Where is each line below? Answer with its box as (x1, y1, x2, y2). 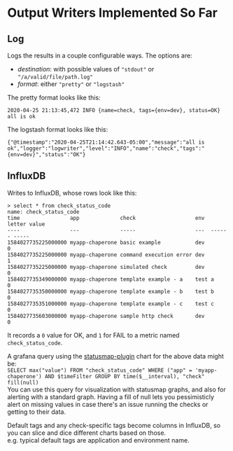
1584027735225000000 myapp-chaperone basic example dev (7, 239, 205, 246)
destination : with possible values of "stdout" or (17, 65, 155, 73)
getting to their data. (7, 408, 66, 416)
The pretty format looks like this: (7, 93, 101, 102)
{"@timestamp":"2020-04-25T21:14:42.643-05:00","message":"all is (7, 139, 205, 146)
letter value (7, 221, 45, 228)
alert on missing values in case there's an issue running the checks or (7, 400, 209, 408)
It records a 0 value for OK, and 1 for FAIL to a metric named (7, 331, 180, 339)
